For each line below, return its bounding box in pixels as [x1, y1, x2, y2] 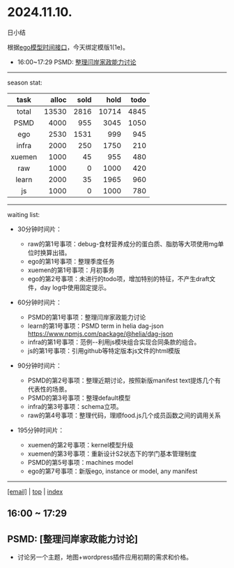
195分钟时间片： [17, 426, 65, 434]
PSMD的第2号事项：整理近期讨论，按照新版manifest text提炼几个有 [27, 376, 221, 384]
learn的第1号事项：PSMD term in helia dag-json [27, 322, 164, 330]
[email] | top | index [7, 487, 63, 495]
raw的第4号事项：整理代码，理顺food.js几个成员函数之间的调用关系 [27, 411, 221, 419]
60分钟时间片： [17, 298, 63, 306]
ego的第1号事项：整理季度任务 [27, 257, 115, 265]
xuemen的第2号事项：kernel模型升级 [27, 440, 134, 449]
